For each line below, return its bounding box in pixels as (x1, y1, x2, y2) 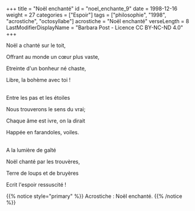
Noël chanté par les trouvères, (6, 158, 80, 165)
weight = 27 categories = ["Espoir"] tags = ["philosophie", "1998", (6, 11, 167, 18)
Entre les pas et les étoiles (6, 95, 71, 101)
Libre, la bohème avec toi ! (6, 77, 71, 83)
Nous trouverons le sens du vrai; (6, 106, 86, 112)
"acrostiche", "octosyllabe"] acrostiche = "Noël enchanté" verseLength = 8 (6, 18, 190, 24)
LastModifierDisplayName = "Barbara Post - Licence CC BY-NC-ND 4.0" (6, 24, 184, 31)
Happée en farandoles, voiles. (6, 129, 79, 136)
